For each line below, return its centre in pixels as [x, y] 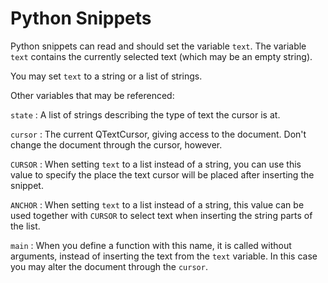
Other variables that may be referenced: [92, 95]
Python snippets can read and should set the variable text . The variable [158, 46]
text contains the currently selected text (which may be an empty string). [161, 56]
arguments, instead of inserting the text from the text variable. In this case [164, 256]
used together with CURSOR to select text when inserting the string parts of [161, 215]
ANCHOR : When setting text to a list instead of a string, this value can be [157, 204]
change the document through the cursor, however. [116, 144]
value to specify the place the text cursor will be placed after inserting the [162, 174]
